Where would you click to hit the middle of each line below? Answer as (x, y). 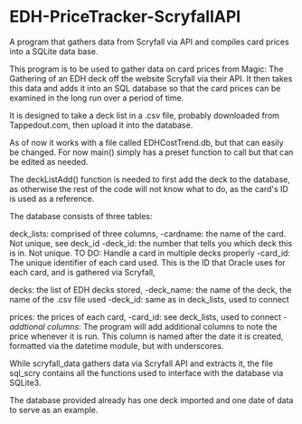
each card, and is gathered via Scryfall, (82, 272)
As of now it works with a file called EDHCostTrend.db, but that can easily (146, 142)
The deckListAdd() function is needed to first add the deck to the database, (150, 179)
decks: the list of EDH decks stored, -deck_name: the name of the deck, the (151, 289)
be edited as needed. (49, 161)
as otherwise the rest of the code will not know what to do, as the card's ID (149, 188)
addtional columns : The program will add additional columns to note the (143, 326)
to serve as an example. (54, 410)
